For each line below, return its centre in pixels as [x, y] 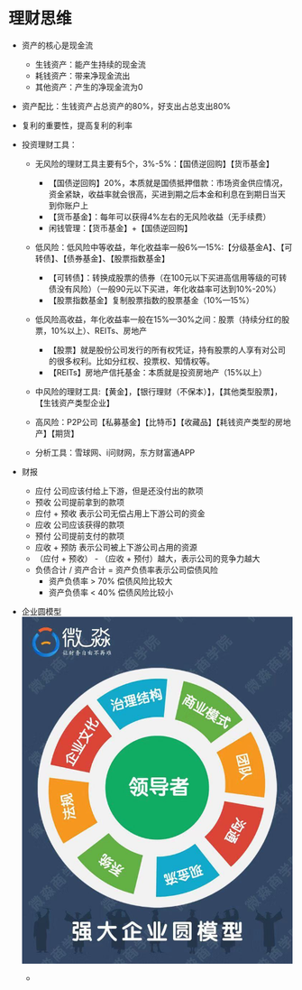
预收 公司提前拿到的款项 [80, 502]
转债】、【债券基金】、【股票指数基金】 [102, 258]
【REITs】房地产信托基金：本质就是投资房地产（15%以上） [157, 372]
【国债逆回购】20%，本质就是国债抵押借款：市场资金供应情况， [168, 182]
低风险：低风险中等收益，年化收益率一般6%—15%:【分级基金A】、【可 [164, 247]
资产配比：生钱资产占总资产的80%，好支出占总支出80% [126, 106]
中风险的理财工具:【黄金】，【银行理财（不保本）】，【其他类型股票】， [159, 391]
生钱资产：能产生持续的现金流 [90, 64]
